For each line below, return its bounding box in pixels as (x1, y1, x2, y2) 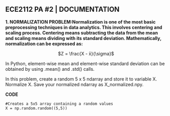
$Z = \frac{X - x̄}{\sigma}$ (58, 50, 114, 56)
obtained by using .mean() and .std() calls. (5, 66, 95, 72)
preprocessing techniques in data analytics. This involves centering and (5, 24, 162, 30)
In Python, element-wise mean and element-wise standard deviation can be (5, 60, 165, 67)
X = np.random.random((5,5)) (5, 106, 68, 111)
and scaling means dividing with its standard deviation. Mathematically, (5, 35, 162, 41)
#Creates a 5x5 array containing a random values (5, 101, 114, 106)
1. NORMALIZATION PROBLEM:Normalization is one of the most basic (5, 18, 156, 25)
